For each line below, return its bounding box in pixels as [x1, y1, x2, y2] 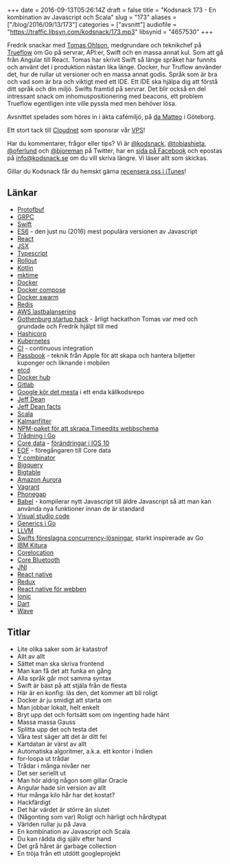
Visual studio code [16, 512, 70, 520]
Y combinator [16, 453, 56, 462]
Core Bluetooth [16, 556, 60, 564]
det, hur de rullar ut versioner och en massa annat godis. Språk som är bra [7, 70, 218, 78]
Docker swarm [16, 293, 59, 301]
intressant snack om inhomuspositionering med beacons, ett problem [7, 92, 204, 100]
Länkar [7, 187, 38, 198]
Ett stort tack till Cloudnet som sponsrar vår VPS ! [7, 126, 146, 134]
